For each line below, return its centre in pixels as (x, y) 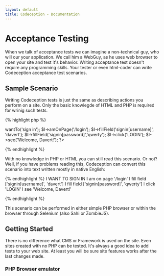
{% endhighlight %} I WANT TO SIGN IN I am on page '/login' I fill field (76, 179)
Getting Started (29, 229)
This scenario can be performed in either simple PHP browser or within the (81, 208)
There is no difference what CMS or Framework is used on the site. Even (78, 241)
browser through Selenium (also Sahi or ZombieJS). (57, 213)
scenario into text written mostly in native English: (55, 169)
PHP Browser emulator (33, 269)
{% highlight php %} (26, 120)
